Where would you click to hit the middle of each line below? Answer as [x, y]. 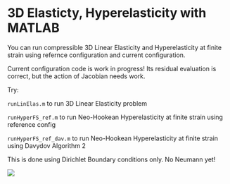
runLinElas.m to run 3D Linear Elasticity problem [77, 103]
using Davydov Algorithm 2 [47, 145]
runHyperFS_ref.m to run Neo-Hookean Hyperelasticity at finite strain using [115, 117]
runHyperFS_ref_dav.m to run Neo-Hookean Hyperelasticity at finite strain [113, 138]
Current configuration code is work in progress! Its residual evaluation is [112, 68]
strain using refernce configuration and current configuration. [96, 55]
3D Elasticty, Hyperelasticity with [107, 13]
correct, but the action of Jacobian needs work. [76, 76]
